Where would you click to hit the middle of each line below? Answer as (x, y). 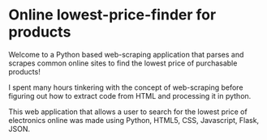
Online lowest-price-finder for (112, 15)
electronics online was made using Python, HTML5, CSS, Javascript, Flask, (134, 120)
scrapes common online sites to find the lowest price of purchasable (123, 63)
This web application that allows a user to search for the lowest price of (128, 112)
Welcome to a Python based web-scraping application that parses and (126, 54)
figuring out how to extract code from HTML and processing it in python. (130, 95)
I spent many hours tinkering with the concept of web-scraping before (126, 87)
